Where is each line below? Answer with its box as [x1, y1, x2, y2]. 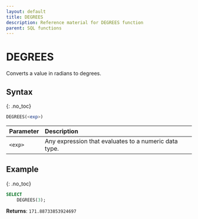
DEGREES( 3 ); [16, 197, 46, 203]
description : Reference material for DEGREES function [6, 19, 144, 25]
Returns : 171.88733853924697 [6, 207, 77, 215]
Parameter [9, 127, 39, 135]
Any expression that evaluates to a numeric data [44, 137, 178, 145]
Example [6, 164, 39, 174]
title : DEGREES [6, 14, 44, 20]
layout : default [6, 8, 46, 15]
